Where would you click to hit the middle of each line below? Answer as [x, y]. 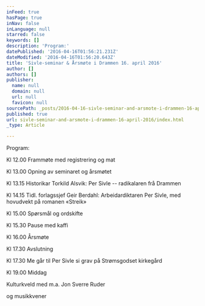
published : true [27, 114]
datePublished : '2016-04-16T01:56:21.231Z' [63, 52]
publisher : [20, 80]
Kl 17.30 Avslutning [30, 249]
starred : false [26, 35]
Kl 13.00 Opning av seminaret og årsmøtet [59, 172]
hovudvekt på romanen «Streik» [46, 202]
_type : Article [26, 126]
